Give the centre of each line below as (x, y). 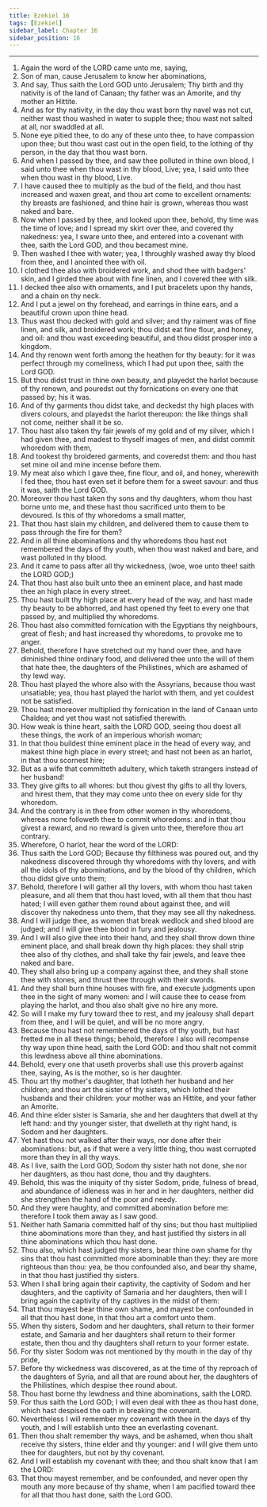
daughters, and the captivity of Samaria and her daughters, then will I (133, 1292)
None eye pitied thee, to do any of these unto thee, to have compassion (137, 135)
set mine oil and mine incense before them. (91, 465)
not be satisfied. (47, 701)
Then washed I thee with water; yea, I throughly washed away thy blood (138, 254)
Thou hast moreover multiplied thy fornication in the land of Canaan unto (139, 710)
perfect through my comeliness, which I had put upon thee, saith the (132, 363)
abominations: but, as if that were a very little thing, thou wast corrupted (138, 1149)
